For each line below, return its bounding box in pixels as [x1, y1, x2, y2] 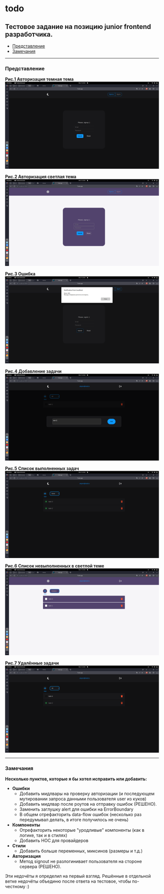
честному [5, 884, 26, 890]
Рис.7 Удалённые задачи [5, 660, 59, 666]
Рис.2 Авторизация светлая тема [5, 174, 77, 179]
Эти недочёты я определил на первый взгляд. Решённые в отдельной [5, 873, 151, 879]
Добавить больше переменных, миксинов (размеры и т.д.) [19, 848, 143, 854]
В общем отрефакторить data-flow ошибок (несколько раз [19, 812, 142, 817]
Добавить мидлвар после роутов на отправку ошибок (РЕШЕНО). [19, 801, 157, 807]
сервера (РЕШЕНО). [19, 864, 61, 869]
